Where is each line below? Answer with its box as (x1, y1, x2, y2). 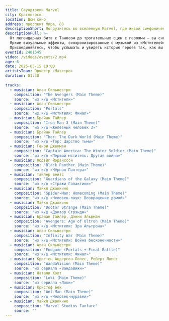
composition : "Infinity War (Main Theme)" (14, 233, 105, 238)
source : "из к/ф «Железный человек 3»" (14, 125, 98, 130)
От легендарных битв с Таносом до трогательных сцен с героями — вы (10, 36, 156, 41)
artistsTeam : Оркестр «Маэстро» (5, 69, 73, 74)
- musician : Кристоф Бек (10, 285, 62, 290)
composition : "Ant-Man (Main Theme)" (14, 289, 94, 295)
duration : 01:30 (5, 73, 39, 78)
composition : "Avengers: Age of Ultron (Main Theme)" (14, 219, 129, 224)
